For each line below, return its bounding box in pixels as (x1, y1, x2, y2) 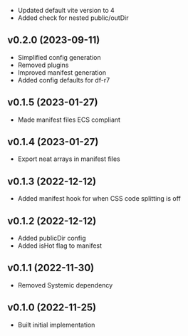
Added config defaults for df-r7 (17, 75, 110, 84)
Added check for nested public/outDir (17, 14, 129, 22)
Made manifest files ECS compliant (17, 115, 121, 124)
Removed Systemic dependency (17, 280, 113, 289)
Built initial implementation (17, 320, 95, 329)
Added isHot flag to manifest (17, 241, 102, 250)
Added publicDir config (17, 234, 86, 243)
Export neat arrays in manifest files (17, 154, 120, 163)
